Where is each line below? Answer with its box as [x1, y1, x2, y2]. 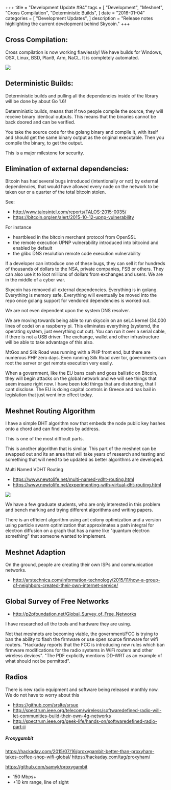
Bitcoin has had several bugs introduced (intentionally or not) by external [5, 178, 158, 184]
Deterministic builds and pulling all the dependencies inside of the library [5, 92, 159, 99]
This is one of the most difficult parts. [5, 436, 84, 442]
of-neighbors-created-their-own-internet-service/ [12, 582, 118, 589]
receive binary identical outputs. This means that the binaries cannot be [5, 113, 157, 119]
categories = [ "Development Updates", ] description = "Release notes [5, 15, 153, 21]
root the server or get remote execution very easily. [5, 360, 113, 366]
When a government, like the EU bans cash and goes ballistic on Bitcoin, [5, 370, 158, 376]
